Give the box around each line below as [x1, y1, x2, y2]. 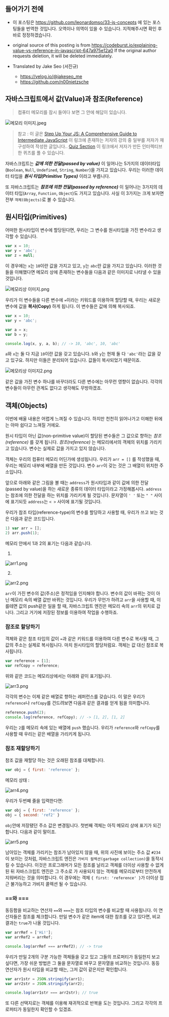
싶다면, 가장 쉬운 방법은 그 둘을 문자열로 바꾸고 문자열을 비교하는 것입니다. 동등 [5, 960, 160, 966]
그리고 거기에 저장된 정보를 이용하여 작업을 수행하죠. [16, 609, 119, 615]
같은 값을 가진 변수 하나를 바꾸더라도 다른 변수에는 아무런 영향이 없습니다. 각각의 [5, 379, 163, 385]
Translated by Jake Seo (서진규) [12, 63, 78, 69]
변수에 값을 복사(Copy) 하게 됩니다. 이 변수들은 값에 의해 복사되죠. [5, 303, 136, 309]
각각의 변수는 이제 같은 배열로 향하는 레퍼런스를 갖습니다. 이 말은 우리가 [5, 693, 145, 700]
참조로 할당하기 [5, 623, 40, 630]
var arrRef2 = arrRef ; [5, 934, 53, 940]
